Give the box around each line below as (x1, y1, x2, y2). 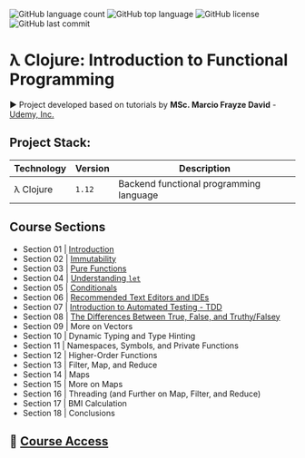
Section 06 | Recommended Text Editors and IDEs (22, 291, 210, 303)
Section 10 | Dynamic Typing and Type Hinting (22, 330, 196, 341)
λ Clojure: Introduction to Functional (9, 50, 289, 71)
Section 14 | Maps (22, 368, 91, 380)
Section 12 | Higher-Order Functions (22, 349, 158, 360)
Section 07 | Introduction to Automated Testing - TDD (22, 301, 222, 312)
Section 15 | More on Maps (22, 378, 123, 389)
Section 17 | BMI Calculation (22, 397, 127, 408)
